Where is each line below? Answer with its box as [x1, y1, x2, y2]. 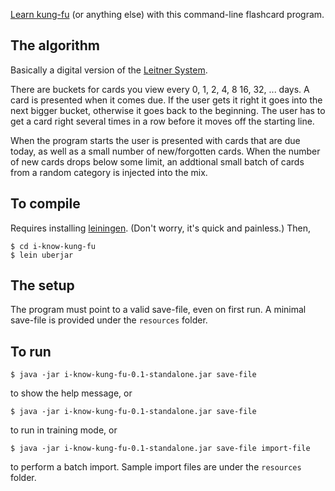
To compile [10, 195, 81, 213]
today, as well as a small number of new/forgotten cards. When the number [10, 145, 321, 157]
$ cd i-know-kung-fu [10, 241, 97, 251]
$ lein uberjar [10, 250, 74, 260]
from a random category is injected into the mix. [10, 166, 208, 178]
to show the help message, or [10, 387, 133, 399]
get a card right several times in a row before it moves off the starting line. [10, 115, 315, 127]
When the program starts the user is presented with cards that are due [10, 134, 301, 146]
